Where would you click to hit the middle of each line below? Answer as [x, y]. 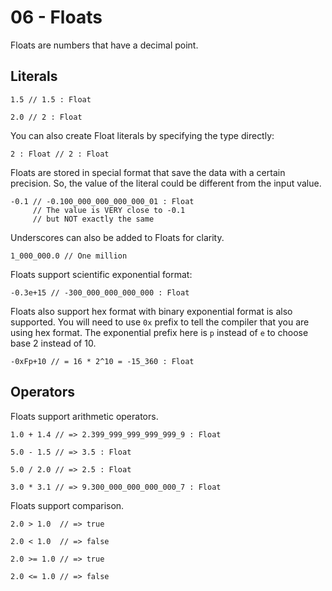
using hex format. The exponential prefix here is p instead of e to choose [159, 332]
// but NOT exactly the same [93, 219]
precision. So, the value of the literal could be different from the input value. [166, 183]
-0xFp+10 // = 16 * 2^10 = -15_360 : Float [102, 361]
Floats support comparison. [67, 505]
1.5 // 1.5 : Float [51, 99]
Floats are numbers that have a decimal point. [104, 45]
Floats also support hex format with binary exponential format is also [151, 311]
